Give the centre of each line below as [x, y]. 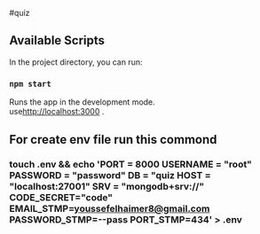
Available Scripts [57, 40]
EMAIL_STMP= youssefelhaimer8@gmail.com [110, 209]
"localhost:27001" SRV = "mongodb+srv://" [107, 187]
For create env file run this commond [113, 140]
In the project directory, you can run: [76, 62]
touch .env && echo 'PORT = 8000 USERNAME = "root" [131, 165]
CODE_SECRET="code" [61, 198]
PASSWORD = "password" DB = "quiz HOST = [110, 175]
